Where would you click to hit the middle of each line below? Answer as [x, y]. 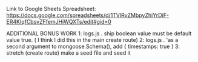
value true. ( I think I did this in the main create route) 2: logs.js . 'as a [92, 40]
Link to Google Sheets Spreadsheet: [51, 9]
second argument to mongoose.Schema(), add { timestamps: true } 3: [93, 46]
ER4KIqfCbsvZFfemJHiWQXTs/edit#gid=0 [59, 22]
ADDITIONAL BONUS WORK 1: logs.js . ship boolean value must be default [99, 33]
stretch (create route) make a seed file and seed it [69, 53]
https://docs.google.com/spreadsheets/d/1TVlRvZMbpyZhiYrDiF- [88, 15]
